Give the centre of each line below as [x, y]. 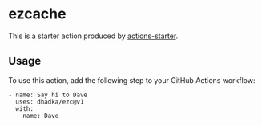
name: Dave [41, 116]
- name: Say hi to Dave [48, 95]
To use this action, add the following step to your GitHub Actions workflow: [132, 80]
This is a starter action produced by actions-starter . [93, 36]
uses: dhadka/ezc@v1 [50, 102]
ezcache [37, 14]
